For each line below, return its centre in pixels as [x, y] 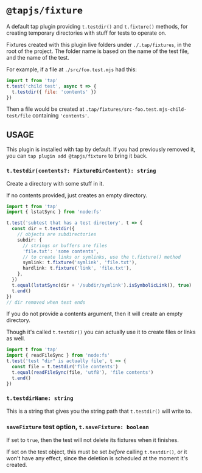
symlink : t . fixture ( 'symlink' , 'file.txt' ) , [80, 263]
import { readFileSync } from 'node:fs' [58, 356]
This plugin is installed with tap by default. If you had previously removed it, [101, 149]
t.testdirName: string [40, 398]
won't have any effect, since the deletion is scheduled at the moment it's [97, 458]
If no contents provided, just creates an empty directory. [77, 195]
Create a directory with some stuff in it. [55, 183]
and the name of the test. [38, 57]
